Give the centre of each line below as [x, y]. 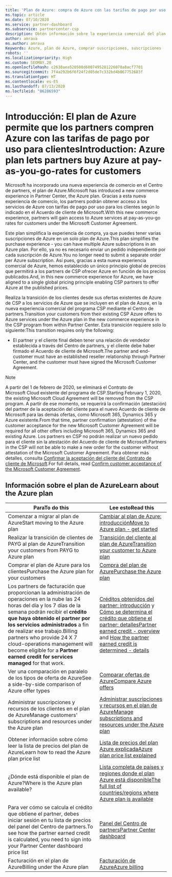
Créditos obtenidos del [127, 599]
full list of [111, 786]
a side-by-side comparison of [45, 684]
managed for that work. [36, 663]
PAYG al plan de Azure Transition [46, 544]
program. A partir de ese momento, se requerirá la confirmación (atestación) [86, 404]
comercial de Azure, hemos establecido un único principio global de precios [85, 266]
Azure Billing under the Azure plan [48, 867]
